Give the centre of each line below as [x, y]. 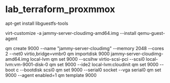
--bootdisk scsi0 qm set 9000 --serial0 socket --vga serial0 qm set [90, 70]
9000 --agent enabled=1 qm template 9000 [51, 75]
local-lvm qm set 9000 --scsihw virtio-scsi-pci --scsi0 [88, 59]
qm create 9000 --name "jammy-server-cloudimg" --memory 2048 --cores [85, 48]
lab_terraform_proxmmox [60, 9]
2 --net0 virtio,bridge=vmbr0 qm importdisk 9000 [58, 54]
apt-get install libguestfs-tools [37, 23]
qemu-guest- [151, 33]
